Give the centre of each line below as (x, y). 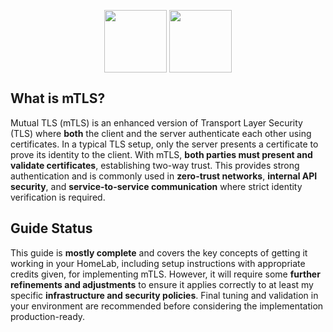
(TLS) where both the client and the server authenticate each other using (161, 133)
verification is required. (58, 197)
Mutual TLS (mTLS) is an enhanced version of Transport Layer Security (156, 122)
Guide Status (51, 228)
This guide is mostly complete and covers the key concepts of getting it (159, 252)
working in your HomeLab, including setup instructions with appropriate (158, 263)
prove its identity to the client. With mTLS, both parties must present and (161, 154)
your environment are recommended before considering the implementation (167, 306)
